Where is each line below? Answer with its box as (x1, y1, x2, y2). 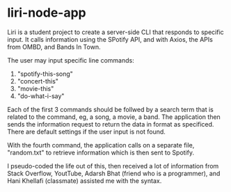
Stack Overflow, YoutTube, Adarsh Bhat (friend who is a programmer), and (7, 169, 221, 177)
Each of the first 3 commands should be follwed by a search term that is (7, 105, 214, 113)
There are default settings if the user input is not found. (7, 127, 166, 136)
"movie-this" (17, 84, 54, 93)
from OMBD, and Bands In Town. (7, 42, 101, 51)
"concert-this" (17, 77, 59, 85)
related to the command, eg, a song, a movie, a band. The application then (7, 113, 221, 121)
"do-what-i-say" (17, 92, 65, 100)
